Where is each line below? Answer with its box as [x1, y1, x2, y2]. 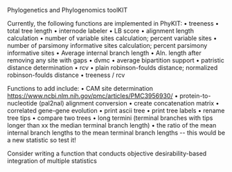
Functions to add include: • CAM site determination [7, 85, 154, 92]
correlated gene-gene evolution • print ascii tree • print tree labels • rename [7, 107, 225, 114]
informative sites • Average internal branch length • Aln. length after [7, 49, 202, 57]
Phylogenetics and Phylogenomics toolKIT [7, 6, 128, 14]
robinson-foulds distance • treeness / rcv [7, 71, 125, 79]
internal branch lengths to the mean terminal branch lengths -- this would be [7, 128, 226, 137]
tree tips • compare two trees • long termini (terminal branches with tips [7, 114, 213, 122]
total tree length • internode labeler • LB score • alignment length [7, 27, 194, 35]
